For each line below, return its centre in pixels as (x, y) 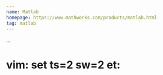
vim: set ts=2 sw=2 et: (63, 65)
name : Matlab (23, 12)
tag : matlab (21, 23)
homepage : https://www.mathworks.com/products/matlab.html (82, 18)
